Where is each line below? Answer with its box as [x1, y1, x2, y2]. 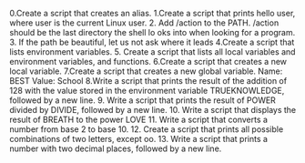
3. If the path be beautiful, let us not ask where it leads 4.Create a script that [9, 36, 295, 47]
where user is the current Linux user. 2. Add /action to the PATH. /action [9, 17, 280, 28]
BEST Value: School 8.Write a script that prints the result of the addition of [9, 76, 288, 86]
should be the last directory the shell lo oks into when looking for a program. [9, 27, 296, 37]
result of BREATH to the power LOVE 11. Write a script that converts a [9, 114, 269, 125]
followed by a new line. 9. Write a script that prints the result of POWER [9, 95, 276, 106]
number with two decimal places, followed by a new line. [9, 143, 222, 154]
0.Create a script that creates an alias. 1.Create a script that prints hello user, [9, 8, 296, 18]
